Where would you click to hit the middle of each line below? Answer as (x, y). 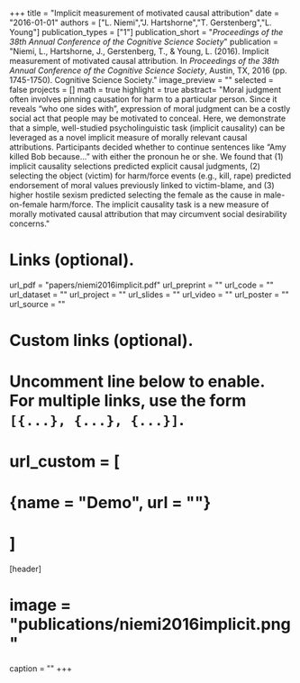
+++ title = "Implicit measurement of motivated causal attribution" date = (145, 13)
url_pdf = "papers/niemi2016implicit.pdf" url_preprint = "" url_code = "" (142, 285)
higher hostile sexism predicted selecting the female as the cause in (136, 195)
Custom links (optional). (101, 341)
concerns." (30, 223)
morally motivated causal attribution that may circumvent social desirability (148, 214)
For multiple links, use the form (128, 401)
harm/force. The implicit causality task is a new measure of (159, 205)
